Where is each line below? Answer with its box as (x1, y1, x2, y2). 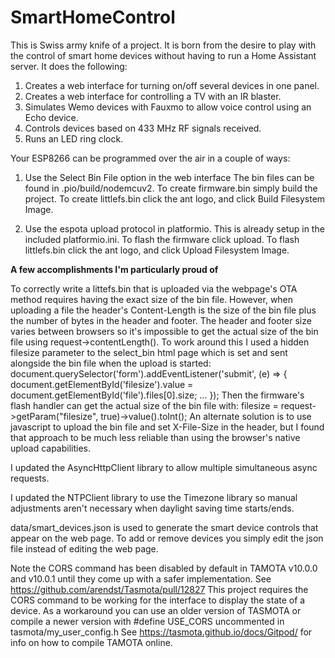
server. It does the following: (10, 60, 128, 72)
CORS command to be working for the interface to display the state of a (10, 594, 306, 606)
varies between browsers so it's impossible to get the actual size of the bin (10, 325, 319, 337)
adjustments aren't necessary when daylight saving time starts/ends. (10, 502, 295, 514)
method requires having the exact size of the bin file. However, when (10, 293, 294, 305)
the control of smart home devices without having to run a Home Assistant (10, 49, 317, 61)
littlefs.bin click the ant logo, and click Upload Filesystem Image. (24, 244, 290, 256)
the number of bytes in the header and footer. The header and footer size (10, 314, 312, 326)
